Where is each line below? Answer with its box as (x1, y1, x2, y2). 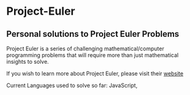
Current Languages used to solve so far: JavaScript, (6, 82, 137, 89)
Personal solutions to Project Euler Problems (6, 29, 180, 39)
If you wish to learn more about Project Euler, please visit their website (6, 70, 184, 77)
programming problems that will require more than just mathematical (6, 51, 179, 59)
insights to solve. (6, 58, 49, 65)
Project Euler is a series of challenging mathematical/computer (6, 45, 164, 52)
